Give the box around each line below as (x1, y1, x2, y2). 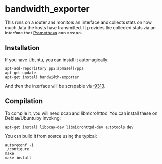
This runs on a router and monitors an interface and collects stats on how (5, 19, 152, 25)
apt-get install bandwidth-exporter (5, 74, 79, 80)
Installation (5, 44, 40, 52)
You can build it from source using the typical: (5, 133, 97, 139)
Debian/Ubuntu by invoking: (5, 115, 61, 121)
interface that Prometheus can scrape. (5, 30, 82, 35)
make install (5, 155, 32, 160)
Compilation (5, 97, 43, 105)
